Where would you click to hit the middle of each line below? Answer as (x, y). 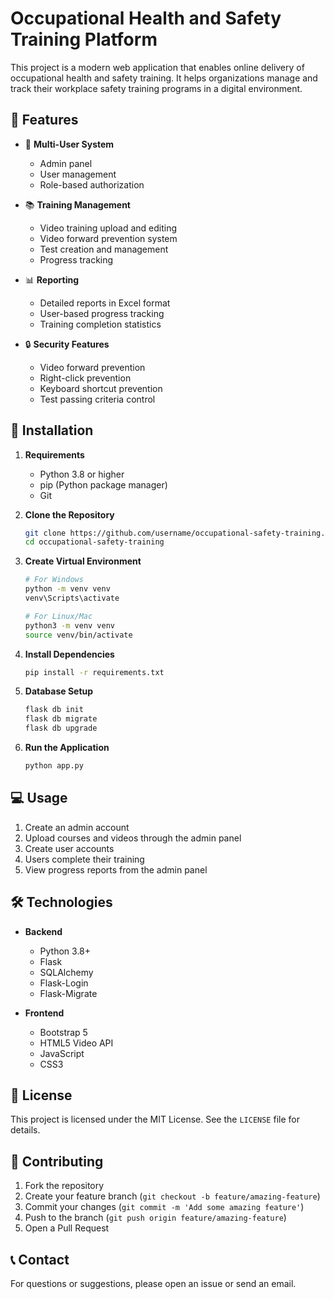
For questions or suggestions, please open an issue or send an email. (153, 1283)
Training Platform (84, 39)
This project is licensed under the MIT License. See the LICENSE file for (155, 1119)
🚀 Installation (52, 430)
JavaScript (62, 1053)
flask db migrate (61, 719)
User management (78, 174)
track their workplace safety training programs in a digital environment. (156, 88)
